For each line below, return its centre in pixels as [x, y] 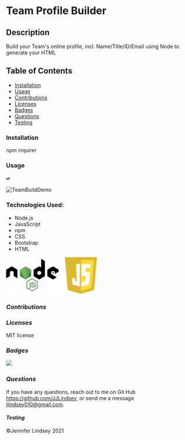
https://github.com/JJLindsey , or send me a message [70, 398]
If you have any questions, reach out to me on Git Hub [71, 392]
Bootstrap [26, 243]
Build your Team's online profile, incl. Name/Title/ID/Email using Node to [93, 46]
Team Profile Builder [56, 11]
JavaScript [27, 224]
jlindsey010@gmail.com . [35, 404]
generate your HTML [31, 53]
